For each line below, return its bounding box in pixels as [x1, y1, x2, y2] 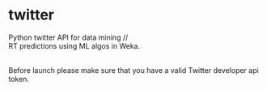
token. [8, 74, 30, 84]
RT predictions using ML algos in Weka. [8, 41, 141, 50]
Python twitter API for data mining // [8, 32, 129, 42]
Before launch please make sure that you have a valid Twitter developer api [8, 65, 259, 75]
